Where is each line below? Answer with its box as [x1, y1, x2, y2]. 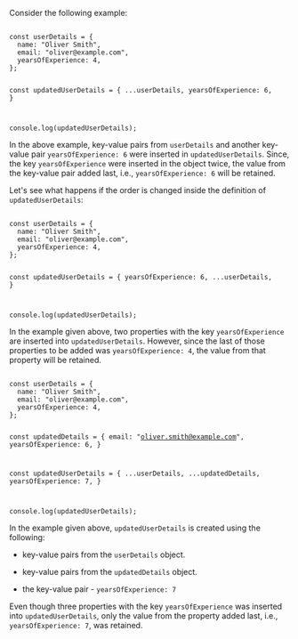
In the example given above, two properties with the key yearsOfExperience [9, 326, 285, 336]
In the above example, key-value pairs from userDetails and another [9, 139, 261, 150]
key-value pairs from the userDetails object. [21, 549, 186, 560]
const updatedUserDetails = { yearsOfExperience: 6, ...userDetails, [9, 272, 273, 281]
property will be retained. [9, 354, 102, 365]
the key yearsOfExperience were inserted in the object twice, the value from [9, 158, 286, 168]
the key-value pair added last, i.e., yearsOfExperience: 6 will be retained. [9, 167, 276, 178]
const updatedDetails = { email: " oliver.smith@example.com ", [9, 433, 245, 441]
